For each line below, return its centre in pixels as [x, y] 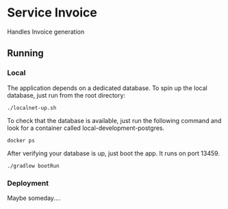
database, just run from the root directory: [66, 95]
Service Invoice [52, 13]
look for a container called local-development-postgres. [86, 128]
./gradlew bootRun [33, 166]
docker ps [21, 140]
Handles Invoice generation [46, 32]
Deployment [28, 183]
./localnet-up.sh [32, 108]
